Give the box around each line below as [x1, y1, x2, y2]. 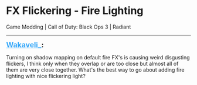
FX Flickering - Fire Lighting [6, 4, 144, 17]
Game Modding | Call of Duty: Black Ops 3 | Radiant [6, 23, 131, 30]
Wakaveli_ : [6, 40, 44, 49]
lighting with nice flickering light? [6, 72, 86, 79]
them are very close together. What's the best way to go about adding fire [6, 66, 185, 73]
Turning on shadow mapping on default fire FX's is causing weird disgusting [6, 54, 190, 61]
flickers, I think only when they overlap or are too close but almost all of [6, 60, 179, 67]
